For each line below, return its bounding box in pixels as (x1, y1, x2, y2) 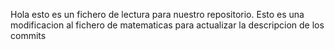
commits (10, 30, 47, 41)
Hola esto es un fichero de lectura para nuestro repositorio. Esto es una (10, 9, 305, 20)
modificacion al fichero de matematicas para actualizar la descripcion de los (10, 19, 325, 31)
